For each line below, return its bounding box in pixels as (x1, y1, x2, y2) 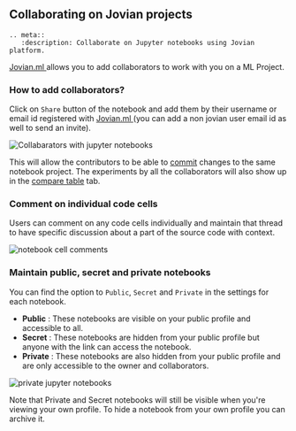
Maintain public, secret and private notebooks (9, 266, 211, 279)
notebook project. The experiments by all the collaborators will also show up (9, 166, 287, 177)
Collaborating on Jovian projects (9, 7, 193, 22)
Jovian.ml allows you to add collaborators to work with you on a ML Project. (9, 61, 285, 72)
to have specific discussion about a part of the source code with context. (9, 227, 276, 238)
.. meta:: (9, 30, 46, 39)
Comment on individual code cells (9, 198, 158, 211)
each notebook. (9, 296, 66, 306)
